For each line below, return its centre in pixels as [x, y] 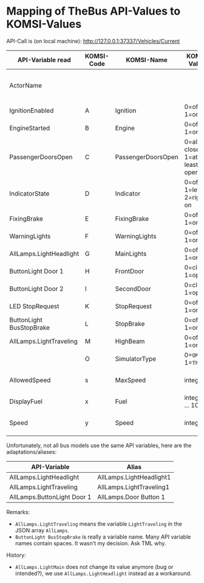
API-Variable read [44, 60]
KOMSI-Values [44, 24]
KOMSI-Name [147, 60]
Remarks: [18, 512]
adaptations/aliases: [31, 451]
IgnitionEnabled [32, 110]
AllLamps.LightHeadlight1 [134, 477]
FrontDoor [130, 271]
